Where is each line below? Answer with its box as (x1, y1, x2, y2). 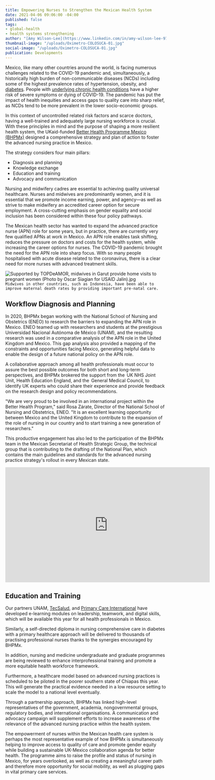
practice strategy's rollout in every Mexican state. (5, 457, 110, 463)
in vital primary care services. (5, 769, 68, 775)
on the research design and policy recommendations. (5, 388, 117, 394)
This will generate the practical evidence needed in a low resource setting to (5, 684, 166, 690)
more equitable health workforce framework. (5, 663, 100, 669)
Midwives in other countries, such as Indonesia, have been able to (5, 281, 154, 286)
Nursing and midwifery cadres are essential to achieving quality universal (5, 185, 160, 192)
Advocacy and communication (12, 175, 77, 182)
